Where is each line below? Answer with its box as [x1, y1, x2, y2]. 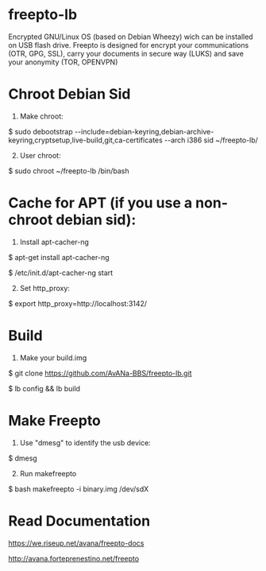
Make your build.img [19, 352, 87, 363]
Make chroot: [19, 111, 64, 121]
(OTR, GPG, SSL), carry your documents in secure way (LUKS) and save [8, 49, 244, 58]
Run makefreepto [19, 468, 77, 478]
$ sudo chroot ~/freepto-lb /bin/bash [8, 165, 129, 176]
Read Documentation [8, 511, 151, 530]
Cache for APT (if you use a [8, 194, 193, 212]
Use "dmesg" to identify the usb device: [19, 437, 151, 447]
